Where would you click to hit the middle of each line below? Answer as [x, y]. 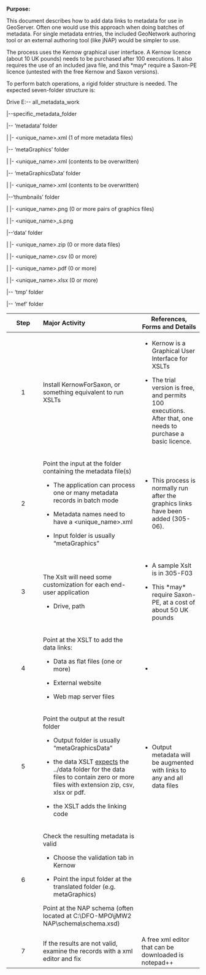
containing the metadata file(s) [87, 471]
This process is [174, 480]
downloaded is [162, 955]
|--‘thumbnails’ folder [33, 197]
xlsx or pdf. [69, 792]
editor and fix [62, 959]
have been [167, 511]
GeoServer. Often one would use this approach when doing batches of [96, 27]
